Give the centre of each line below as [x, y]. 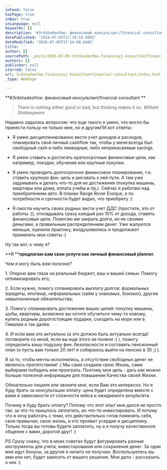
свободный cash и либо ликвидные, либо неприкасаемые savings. [83, 148]
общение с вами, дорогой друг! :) [41, 431]
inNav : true [17, 19]
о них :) [13, 462]
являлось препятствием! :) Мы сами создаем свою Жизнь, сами [74, 365]
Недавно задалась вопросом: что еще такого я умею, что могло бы [77, 122]
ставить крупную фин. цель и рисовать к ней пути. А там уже [78, 178]
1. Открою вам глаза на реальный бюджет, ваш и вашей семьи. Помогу [81, 273]
